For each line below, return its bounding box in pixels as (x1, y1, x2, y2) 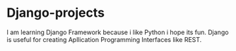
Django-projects (6, 5, 105, 21)
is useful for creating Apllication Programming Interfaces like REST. (6, 35, 202, 43)
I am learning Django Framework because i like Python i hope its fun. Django (6, 28, 229, 36)
